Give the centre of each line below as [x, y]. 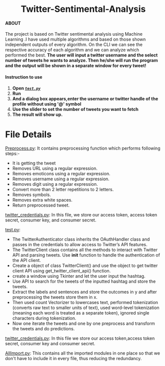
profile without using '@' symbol [47, 104]
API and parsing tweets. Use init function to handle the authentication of [86, 255]
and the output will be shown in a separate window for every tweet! [76, 66]
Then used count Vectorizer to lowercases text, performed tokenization [85, 302]
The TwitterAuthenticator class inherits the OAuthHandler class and [81, 239]
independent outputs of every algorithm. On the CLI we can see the [74, 45]
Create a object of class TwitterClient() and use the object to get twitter [85, 265]
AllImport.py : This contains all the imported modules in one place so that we [82, 353]
